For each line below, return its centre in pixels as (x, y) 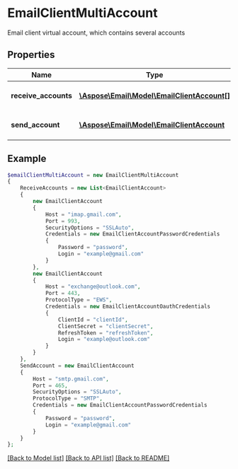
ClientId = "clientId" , (93, 320)
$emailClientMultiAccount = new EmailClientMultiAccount (93, 175)
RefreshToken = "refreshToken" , (106, 333)
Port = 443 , (63, 294)
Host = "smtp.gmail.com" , (71, 379)
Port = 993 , (63, 221)
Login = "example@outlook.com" (104, 340)
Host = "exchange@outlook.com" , (93, 287)
